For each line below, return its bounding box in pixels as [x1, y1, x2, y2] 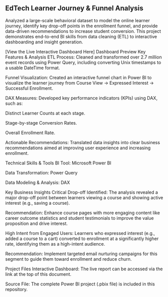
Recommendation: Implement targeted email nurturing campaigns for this [5, 251, 158, 257]
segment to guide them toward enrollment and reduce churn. [5, 256, 132, 262]
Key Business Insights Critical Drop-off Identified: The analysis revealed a [5, 189, 158, 195]
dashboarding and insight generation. [5, 39, 83, 45]
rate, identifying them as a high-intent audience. [5, 241, 105, 247]
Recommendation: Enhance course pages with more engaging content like [5, 209, 160, 216]
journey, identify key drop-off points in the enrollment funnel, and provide [5, 23, 158, 29]
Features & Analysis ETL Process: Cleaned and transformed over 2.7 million [5, 54, 162, 60]
